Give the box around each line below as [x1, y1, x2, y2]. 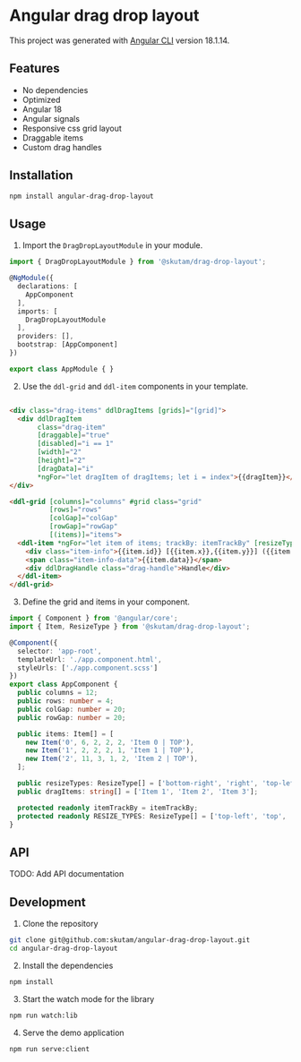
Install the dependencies [21, 960, 114, 971]
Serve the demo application [21, 1027, 125, 1038]
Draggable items [21, 132, 83, 143]
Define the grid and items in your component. [21, 596, 191, 607]
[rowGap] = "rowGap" [48, 522, 118, 531]
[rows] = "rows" [48, 505, 102, 515]
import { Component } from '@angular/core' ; [9, 614, 178, 623]
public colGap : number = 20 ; [17, 705, 126, 714]
